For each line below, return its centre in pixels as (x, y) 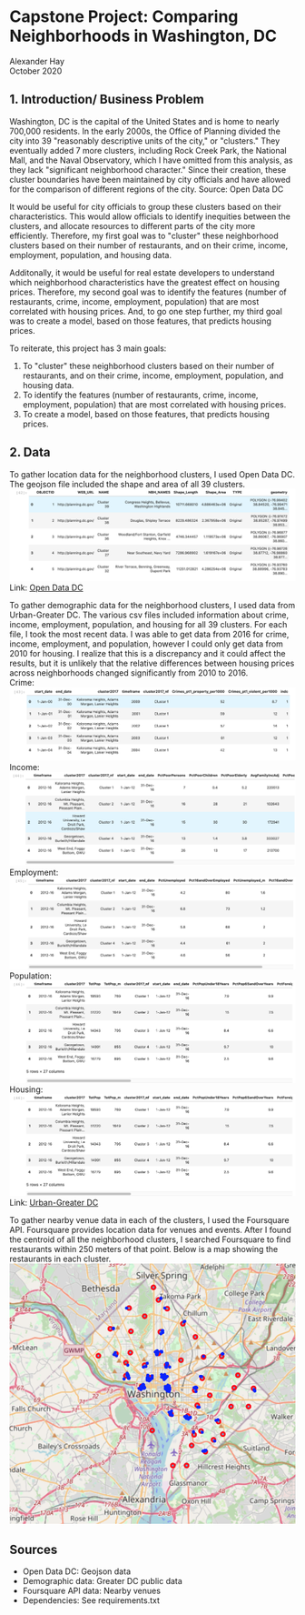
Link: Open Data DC (46, 587)
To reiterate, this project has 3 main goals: (88, 348)
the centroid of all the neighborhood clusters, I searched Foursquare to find (150, 1239)
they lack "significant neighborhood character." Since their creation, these (148, 169)
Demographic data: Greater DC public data (103, 1580)
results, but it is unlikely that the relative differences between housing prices (152, 663)
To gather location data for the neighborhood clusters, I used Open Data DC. (152, 474)
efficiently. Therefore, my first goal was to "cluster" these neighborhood (144, 236)
